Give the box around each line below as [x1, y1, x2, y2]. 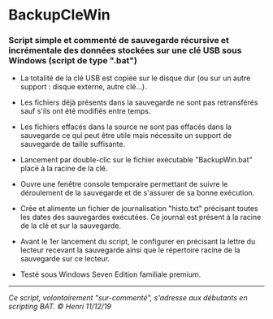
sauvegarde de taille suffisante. [19, 140, 126, 149]
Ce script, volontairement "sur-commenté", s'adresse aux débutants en [8, 293, 248, 303]
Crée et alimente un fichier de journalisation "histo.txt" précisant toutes [19, 204, 258, 213]
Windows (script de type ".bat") [8, 55, 138, 67]
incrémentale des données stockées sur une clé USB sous [8, 45, 242, 56]
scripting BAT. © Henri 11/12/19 [8, 302, 112, 312]
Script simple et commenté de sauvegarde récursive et [8, 35, 230, 46]
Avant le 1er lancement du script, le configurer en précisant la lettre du [19, 237, 256, 247]
